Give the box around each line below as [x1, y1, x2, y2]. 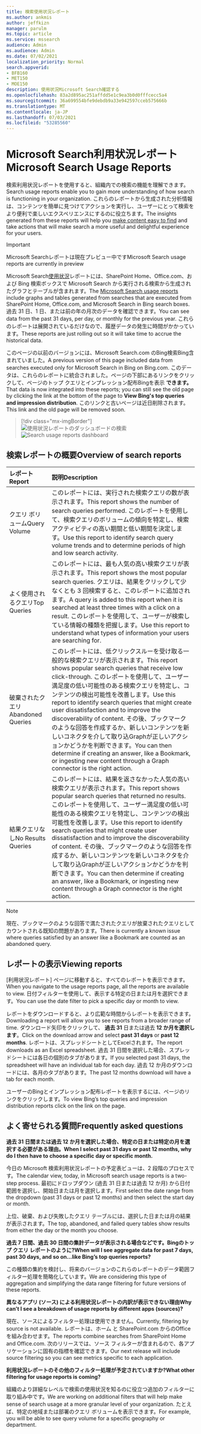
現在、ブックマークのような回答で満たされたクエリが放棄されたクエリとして [6, 920, 195, 927]
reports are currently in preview [6, 260, 84, 267]
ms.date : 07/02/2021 [6, 53, 58, 59]
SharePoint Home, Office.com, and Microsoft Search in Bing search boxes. [6, 300, 190, 308]
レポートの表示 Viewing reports [6, 959, 123, 969]
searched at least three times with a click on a [51, 603, 181, 611]
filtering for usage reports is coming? [6, 1373, 101, 1380]
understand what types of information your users [51, 629, 190, 637]
